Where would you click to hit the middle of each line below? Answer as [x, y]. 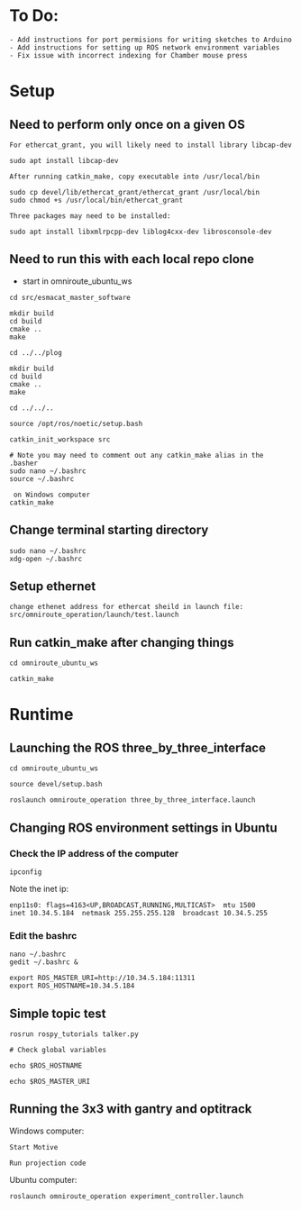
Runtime [41, 715]
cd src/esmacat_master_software [70, 297]
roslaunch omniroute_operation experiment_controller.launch [127, 1196]
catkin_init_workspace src [60, 439]
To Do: [34, 16]
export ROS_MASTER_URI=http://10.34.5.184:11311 [102, 978]
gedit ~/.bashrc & [44, 962]
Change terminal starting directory [109, 530]
